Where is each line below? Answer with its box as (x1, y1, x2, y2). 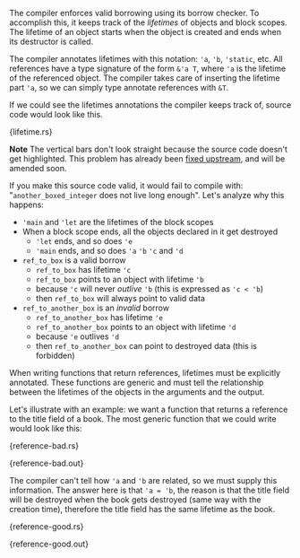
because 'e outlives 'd (35, 331, 119, 342)
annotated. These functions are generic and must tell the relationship (9, 377, 264, 388)
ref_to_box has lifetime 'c (35, 265, 132, 275)
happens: (9, 199, 45, 210)
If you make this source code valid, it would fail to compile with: (9, 180, 244, 191)
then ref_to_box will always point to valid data (35, 293, 206, 303)
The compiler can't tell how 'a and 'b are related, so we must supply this (9, 475, 278, 485)
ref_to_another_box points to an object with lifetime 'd (35, 322, 236, 332)
